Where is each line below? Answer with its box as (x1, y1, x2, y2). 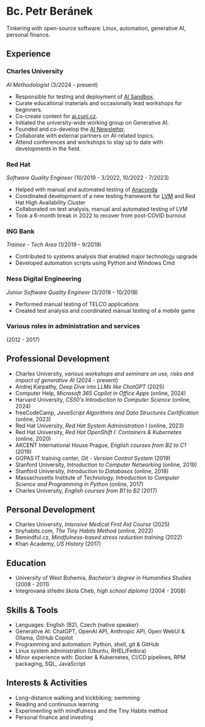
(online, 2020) (15, 435, 51, 442)
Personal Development (6, 504, 95, 515)
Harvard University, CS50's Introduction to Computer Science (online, (15, 396, 191, 403)
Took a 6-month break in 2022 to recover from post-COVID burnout (15, 212, 186, 219)
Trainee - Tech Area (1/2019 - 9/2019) (6, 241, 102, 248)
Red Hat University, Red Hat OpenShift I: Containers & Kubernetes (15, 428, 182, 435)
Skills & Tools (6, 605, 58, 615)
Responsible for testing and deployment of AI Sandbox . (15, 93, 155, 100)
